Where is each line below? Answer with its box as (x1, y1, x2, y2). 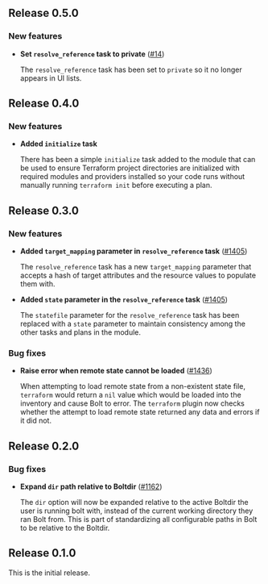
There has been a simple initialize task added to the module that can (19, 155, 256, 165)
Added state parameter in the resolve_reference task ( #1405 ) (19, 294, 228, 305)
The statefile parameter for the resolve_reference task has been (19, 311, 240, 320)
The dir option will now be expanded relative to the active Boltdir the (19, 498, 249, 507)
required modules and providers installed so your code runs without (19, 172, 245, 181)
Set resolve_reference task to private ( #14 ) (19, 48, 165, 59)
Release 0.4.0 (8, 97, 80, 111)
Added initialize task (19, 139, 98, 148)
